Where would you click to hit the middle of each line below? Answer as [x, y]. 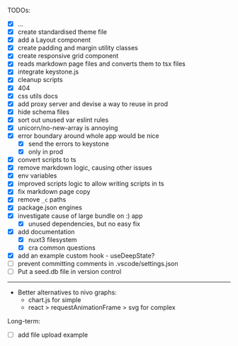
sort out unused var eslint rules [63, 120]
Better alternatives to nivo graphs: [67, 292]
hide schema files [43, 112]
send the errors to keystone [69, 144]
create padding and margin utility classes [78, 48]
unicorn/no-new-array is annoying [68, 127]
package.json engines [50, 207]
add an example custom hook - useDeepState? [86, 255]
